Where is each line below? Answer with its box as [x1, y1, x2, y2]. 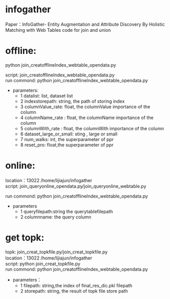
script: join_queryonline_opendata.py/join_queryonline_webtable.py [5, 183, 147, 189]
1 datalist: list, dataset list [20, 92, 73, 98]
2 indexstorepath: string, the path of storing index [20, 98, 125, 104]
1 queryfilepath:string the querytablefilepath [20, 208, 113, 214]
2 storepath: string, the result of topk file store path [20, 288, 128, 294]
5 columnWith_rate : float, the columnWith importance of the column [20, 125, 164, 131]
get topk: [5, 232, 44, 243]
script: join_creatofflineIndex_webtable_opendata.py [5, 72, 115, 78]
